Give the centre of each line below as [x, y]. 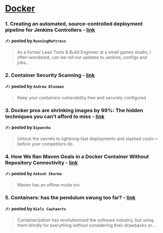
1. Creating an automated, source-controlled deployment [74, 24]
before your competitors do [45, 144]
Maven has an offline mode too [48, 185]
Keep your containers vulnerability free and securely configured [81, 97]
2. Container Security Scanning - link [50, 75]
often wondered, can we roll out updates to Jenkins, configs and [82, 57]
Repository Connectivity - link [42, 163]
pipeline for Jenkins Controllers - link [50, 30]
